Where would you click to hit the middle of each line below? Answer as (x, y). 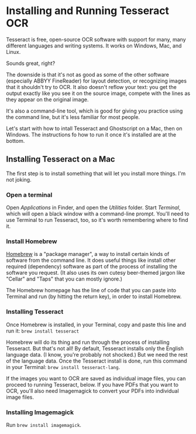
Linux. (13, 52)
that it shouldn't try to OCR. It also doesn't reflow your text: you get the (91, 87)
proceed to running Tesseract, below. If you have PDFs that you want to (92, 384)
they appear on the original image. (47, 99)
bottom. (16, 141)
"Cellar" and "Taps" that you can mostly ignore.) (64, 279)
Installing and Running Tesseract (88, 11)
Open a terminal (29, 194)
